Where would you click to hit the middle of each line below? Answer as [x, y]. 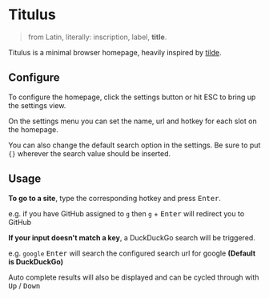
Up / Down [24, 285]
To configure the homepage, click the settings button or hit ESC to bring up [132, 97]
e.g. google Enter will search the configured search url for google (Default [132, 253]
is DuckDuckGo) [36, 261]
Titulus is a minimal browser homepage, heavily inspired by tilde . [115, 52]
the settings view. [37, 105]
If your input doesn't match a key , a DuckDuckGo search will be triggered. [132, 237]
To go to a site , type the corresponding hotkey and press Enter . [115, 198]
